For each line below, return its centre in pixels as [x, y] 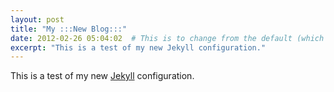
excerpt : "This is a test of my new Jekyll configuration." [138, 47]
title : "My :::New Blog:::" [69, 29]
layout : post [37, 19]
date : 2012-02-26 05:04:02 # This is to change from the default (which [167, 38]
